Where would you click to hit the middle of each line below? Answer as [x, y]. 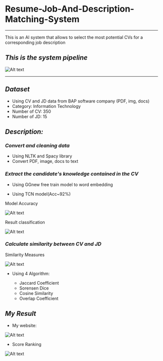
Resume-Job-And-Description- [70, 9]
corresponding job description [35, 42]
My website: [24, 325]
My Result [21, 314]
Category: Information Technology [46, 106]
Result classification [25, 222]
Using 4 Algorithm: [31, 274]
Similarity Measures [25, 255]
